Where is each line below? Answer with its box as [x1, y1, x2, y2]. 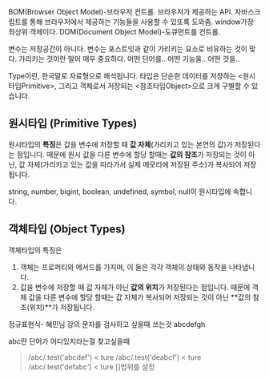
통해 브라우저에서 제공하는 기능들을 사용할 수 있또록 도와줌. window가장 [29, 17, 255, 26]
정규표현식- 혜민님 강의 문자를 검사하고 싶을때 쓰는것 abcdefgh [8, 319, 206, 329]
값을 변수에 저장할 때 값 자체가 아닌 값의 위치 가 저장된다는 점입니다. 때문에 [19, 282, 251, 292]
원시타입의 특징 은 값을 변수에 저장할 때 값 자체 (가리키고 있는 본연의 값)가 [8, 139, 234, 149]
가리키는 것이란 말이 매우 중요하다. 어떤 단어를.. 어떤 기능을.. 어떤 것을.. [18, 54, 240, 63]
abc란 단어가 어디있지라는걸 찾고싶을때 [8, 336, 130, 346]
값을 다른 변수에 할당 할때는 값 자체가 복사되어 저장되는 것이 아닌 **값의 [28, 292, 251, 302]
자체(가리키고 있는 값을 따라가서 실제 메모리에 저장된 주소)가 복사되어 [26, 159, 242, 169]
